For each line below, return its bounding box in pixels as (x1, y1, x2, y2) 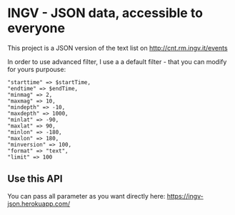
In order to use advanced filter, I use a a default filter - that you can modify (7, 57, 227, 65)
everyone (7, 20, 66, 36)
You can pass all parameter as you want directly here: (7, 192, 166, 200)
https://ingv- (166, 192, 204, 200)
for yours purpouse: (7, 65, 66, 73)
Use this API (7, 173, 63, 185)
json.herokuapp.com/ (7, 199, 71, 208)
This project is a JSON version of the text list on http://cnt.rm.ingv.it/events (7, 43, 228, 52)
